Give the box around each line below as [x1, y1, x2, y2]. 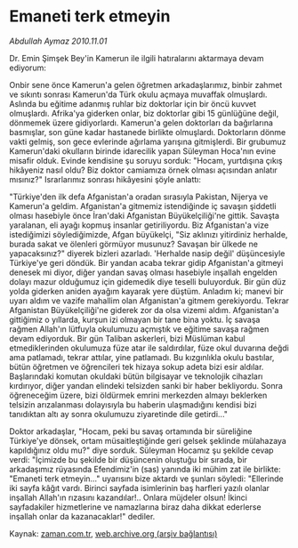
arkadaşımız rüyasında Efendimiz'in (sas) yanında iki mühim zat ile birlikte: [9, 463, 281, 474]
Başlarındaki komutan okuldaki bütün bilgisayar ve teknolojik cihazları [9, 371, 263, 382]
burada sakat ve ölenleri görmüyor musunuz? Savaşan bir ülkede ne [9, 238, 258, 249]
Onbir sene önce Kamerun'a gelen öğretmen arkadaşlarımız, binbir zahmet [9, 79, 283, 90]
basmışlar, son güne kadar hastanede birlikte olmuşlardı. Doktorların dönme [9, 126, 286, 137]
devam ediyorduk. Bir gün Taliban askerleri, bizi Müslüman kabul [9, 333, 246, 343]
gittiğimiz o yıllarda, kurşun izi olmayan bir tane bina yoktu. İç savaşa [9, 314, 261, 325]
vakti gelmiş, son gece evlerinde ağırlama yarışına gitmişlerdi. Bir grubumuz [9, 136, 286, 147]
